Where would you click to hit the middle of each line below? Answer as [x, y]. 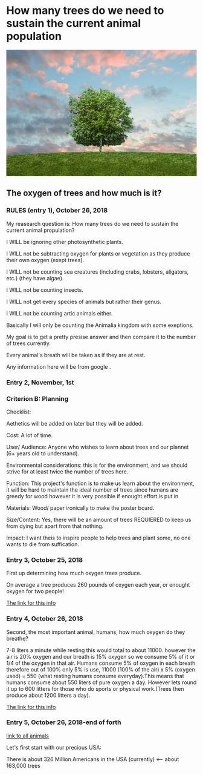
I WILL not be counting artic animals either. [60, 313]
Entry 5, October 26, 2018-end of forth [64, 722]
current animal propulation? [40, 230]
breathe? [17, 638]
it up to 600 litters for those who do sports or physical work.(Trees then [95, 688]
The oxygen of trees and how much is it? [84, 193]
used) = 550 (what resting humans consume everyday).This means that [95, 676]
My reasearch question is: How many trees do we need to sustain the [92, 223]
